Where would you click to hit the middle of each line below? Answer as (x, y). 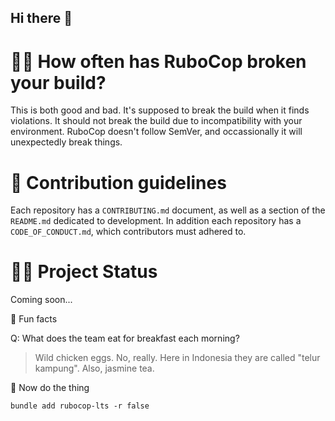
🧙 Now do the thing (50, 388)
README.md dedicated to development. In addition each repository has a (156, 221)
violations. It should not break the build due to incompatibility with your (156, 121)
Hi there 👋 (41, 18)
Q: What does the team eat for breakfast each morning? (125, 338)
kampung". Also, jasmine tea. (94, 368)
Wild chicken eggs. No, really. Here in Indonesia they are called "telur (177, 358)
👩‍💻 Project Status (84, 272)
